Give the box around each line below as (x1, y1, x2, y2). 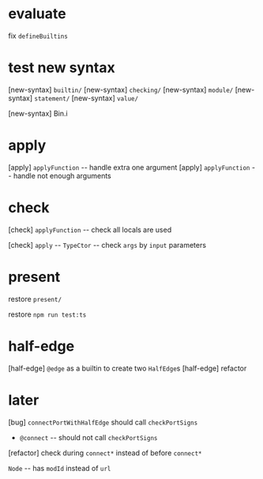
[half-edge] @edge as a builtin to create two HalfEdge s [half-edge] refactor (8, 363, 247, 373)
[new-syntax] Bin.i (8, 108, 69, 118)
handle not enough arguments (13, 171, 112, 181)
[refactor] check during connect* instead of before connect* (8, 448, 203, 458)
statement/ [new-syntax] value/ (34, 93, 139, 103)
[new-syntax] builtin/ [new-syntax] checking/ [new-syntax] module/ (8, 85, 234, 94)
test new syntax (8, 59, 116, 77)
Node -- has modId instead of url (8, 463, 111, 473)
